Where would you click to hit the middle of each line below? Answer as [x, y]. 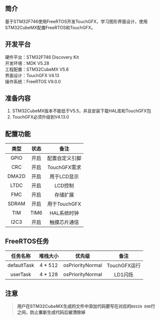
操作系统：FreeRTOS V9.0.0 [33, 81]
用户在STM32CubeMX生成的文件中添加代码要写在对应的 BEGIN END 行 [86, 306]
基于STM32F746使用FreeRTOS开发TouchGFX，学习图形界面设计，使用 [76, 21]
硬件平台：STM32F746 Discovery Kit [42, 57]
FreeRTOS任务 [27, 241]
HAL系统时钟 [64, 213]
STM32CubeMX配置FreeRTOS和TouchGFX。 [50, 27]
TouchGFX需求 [64, 167]
